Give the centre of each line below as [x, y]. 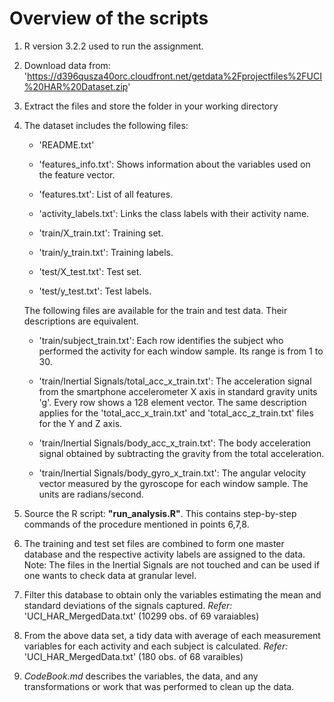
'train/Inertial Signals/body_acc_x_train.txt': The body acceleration [174, 443]
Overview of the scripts [109, 18]
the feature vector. [77, 174]
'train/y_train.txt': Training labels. [106, 252]
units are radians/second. [91, 494]
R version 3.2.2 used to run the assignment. [113, 46]
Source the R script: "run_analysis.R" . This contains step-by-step [160, 513]
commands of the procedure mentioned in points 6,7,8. [136, 524]
